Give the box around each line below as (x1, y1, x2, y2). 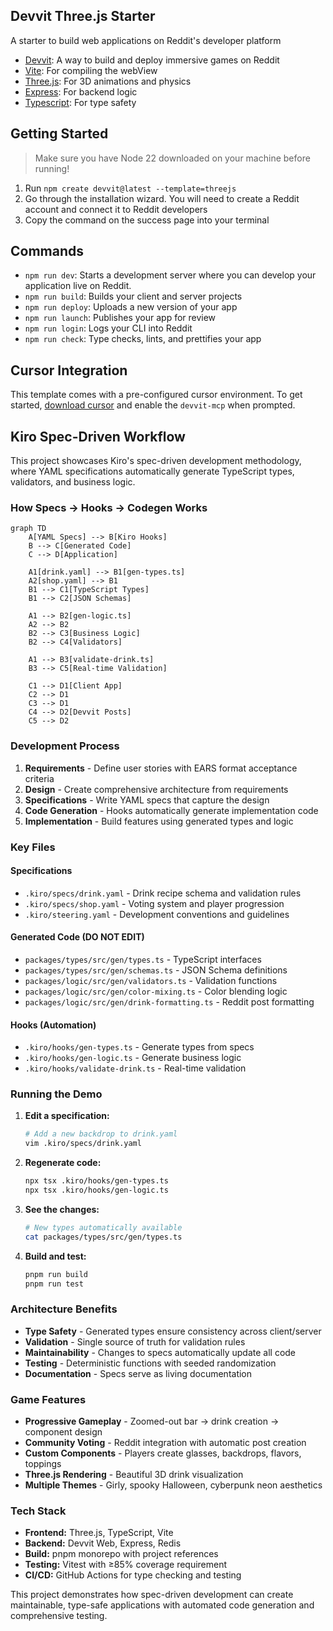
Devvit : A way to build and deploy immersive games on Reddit (24, 54, 280, 66)
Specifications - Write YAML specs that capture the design (24, 794, 270, 806)
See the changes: (24, 1203, 100, 1215)
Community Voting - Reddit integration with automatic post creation (24, 1437, 307, 1449)
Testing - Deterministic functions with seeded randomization (24, 1357, 277, 1369)
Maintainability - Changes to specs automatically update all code (24, 1346, 297, 1358)
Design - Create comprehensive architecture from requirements (24, 783, 289, 795)
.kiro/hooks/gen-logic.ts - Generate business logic (24, 1052, 242, 1064)
